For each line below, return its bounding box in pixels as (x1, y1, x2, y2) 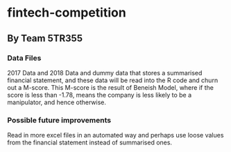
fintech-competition (7, 5, 126, 21)
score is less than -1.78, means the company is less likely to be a (7, 91, 192, 99)
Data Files (7, 53, 42, 63)
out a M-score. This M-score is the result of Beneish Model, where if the (7, 83, 214, 91)
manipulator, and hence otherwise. (7, 98, 106, 106)
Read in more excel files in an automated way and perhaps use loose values (7, 131, 224, 140)
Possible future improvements (7, 115, 112, 125)
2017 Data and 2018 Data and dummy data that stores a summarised (7, 68, 203, 77)
